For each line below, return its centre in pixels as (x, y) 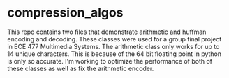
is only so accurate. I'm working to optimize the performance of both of (110, 61)
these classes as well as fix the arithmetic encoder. (81, 68)
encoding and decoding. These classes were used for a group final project (114, 39)
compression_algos (65, 13)
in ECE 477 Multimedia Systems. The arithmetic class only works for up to (113, 46)
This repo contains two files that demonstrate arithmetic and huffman (107, 32)
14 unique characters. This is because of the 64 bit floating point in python (114, 54)
